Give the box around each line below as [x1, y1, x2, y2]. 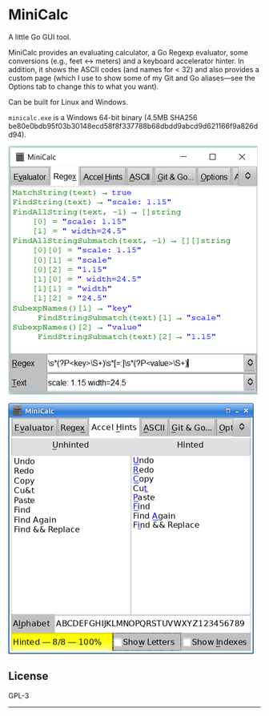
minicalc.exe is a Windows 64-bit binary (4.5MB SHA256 [8, 112, 198, 122]
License [8, 670, 49, 683]
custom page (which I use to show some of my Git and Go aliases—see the [8, 73, 256, 82]
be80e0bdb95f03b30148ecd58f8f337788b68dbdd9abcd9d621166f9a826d [8, 121, 259, 131]
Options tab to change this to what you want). [8, 82, 159, 91]
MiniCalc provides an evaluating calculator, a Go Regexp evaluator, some [8, 47, 248, 57]
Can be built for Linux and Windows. [8, 97, 128, 107]
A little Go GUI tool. [8, 32, 72, 42]
